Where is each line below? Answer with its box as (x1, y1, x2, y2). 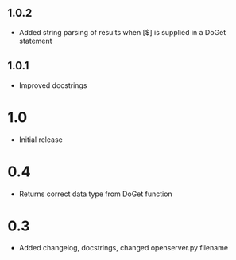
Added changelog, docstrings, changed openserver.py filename (18, 243, 228, 253)
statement (18, 36, 52, 45)
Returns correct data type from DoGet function (18, 189, 172, 199)
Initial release (18, 135, 63, 144)
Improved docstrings (18, 80, 87, 90)
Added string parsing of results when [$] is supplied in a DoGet (18, 27, 226, 37)
